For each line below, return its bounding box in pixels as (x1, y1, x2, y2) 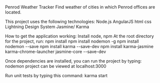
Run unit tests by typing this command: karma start (5, 73, 108, 78)
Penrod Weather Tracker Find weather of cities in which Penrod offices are (5, 4, 155, 10)
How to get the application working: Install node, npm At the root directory (5, 33, 154, 39)
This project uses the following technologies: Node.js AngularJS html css (5, 19, 152, 24)
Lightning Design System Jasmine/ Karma (5, 24, 89, 30)
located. (5, 9, 21, 15)
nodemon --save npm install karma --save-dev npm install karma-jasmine (5, 44, 154, 49)
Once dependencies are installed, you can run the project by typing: (5, 58, 142, 64)
